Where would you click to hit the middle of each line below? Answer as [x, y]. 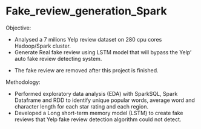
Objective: [18, 28]
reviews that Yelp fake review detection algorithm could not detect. [98, 119]
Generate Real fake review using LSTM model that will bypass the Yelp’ [103, 52]
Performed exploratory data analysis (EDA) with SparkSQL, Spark [96, 93]
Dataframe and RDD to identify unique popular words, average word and [104, 100]
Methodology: [23, 82]
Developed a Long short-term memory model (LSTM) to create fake [99, 113]
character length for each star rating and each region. [81, 106]
